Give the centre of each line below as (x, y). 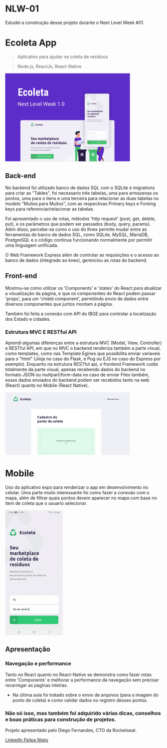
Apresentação (28, 649)
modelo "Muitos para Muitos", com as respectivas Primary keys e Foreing (81, 204)
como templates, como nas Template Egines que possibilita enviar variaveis (83, 354)
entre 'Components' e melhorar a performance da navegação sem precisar (82, 680)
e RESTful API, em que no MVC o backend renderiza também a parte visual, (83, 348)
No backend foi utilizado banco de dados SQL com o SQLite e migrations (80, 188)
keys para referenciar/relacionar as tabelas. (50, 209)
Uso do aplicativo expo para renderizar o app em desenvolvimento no (77, 487)
